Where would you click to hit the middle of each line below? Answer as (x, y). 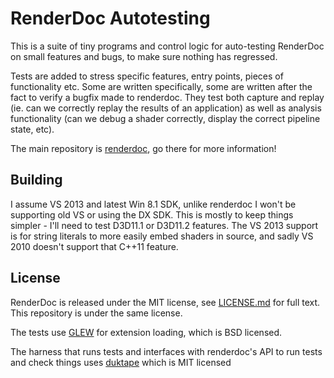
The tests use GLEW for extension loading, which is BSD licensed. (146, 332)
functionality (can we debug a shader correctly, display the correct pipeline (165, 118)
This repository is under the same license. (96, 313)
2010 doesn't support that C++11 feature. (94, 246)
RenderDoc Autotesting (110, 18)
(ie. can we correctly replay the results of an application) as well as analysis (166, 108)
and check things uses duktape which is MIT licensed (121, 362)
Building (36, 180)
